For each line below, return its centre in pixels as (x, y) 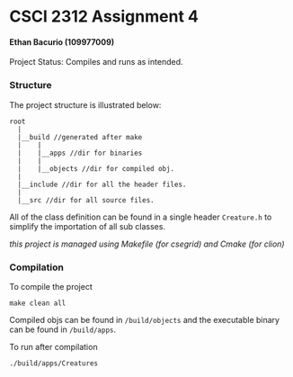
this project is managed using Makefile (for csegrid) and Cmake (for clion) (147, 244)
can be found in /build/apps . (63, 329)
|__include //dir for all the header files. (102, 184)
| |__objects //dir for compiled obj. (96, 168)
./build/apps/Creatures (54, 363)
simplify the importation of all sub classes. (88, 226)
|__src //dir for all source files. (86, 200)
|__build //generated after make (80, 137)
